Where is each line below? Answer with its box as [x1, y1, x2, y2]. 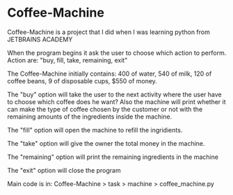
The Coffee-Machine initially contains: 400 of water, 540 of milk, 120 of [7, 69, 212, 78]
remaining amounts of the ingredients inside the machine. [7, 112, 172, 121]
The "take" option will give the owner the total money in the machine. [7, 139, 205, 147]
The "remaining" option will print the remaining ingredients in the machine [7, 153, 219, 161]
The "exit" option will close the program [7, 166, 121, 174]
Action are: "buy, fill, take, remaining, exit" [7, 56, 128, 64]
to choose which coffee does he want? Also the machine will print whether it [7, 97, 226, 105]
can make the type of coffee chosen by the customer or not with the [7, 105, 203, 113]
